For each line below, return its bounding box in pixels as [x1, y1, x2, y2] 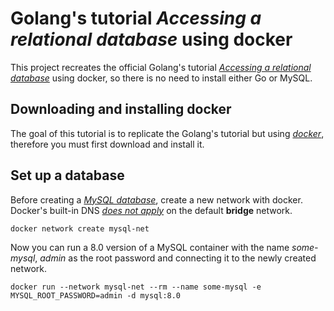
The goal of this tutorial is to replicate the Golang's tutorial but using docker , [10, 127, 325, 139]
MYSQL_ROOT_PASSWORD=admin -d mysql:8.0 [10, 290, 182, 301]
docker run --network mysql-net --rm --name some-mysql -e [10, 282, 262, 292]
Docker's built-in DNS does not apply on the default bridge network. [10, 204, 293, 216]
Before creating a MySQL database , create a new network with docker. [10, 193, 303, 206]
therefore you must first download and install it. [10, 138, 205, 150]
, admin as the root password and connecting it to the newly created [34, 252, 317, 264]
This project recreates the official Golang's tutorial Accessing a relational [10, 61, 312, 73]
